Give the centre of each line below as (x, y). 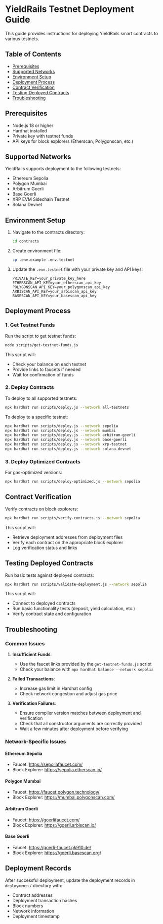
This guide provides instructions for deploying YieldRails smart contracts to (81, 33)
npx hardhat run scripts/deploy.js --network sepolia (62, 426)
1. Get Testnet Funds (30, 325)
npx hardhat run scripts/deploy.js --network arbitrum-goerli (70, 435)
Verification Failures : (34, 703)
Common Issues (25, 643)
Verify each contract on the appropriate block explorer (68, 542)
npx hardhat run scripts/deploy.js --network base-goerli (66, 440)
